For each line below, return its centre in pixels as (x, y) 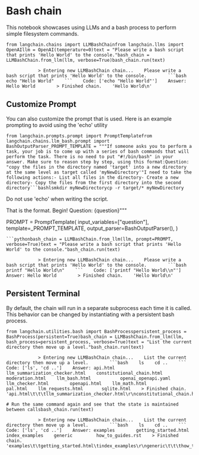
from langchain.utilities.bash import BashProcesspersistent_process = (96, 331)
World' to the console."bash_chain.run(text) (63, 249)
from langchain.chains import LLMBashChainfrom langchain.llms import (95, 45)
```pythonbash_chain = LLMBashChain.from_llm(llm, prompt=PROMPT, (90, 239)
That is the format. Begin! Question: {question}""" (67, 210)
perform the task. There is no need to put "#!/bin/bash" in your (90, 157)
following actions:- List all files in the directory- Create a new (92, 177)
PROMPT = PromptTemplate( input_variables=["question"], (78, 222)
